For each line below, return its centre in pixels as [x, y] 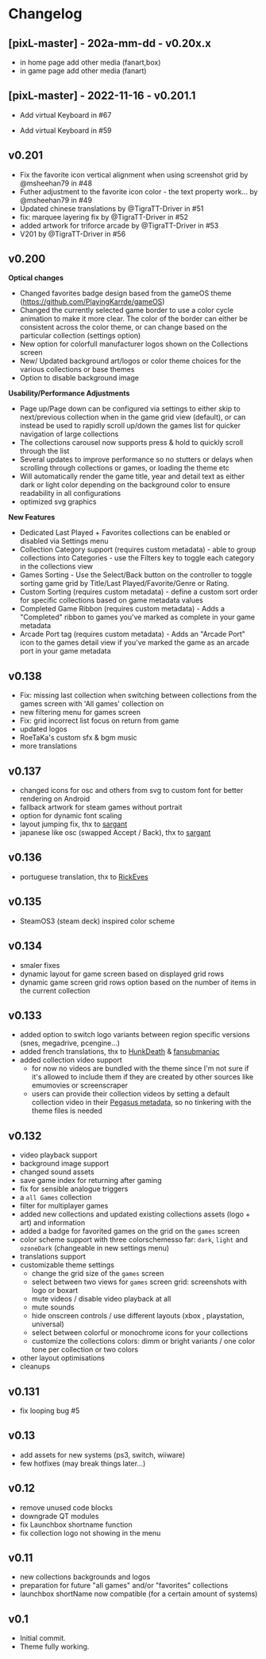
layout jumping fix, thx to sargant [73, 824]
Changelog [45, 14]
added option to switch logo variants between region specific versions [135, 1035]
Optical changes [36, 278]
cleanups [35, 1367]
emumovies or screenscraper [80, 1085]
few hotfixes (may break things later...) [83, 1463]
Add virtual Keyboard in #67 [66, 115]
